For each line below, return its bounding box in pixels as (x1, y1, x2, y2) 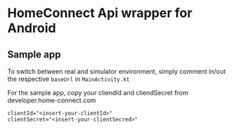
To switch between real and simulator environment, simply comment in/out (7, 67, 226, 75)
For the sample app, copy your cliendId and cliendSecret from (7, 89, 189, 97)
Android (7, 20, 57, 36)
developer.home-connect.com (7, 96, 97, 104)
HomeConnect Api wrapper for (7, 5, 193, 21)
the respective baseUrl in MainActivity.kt (7, 75, 130, 83)
